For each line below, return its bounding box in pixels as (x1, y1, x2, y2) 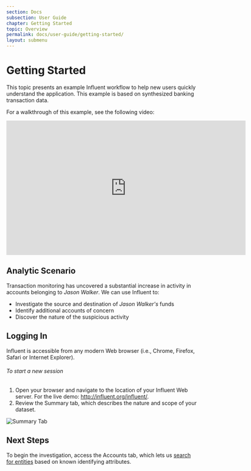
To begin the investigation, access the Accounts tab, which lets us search (6, 452, 191, 459)
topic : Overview (6, 26, 48, 32)
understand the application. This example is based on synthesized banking (6, 90, 194, 97)
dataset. (15, 406, 36, 413)
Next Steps (6, 435, 49, 445)
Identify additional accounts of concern (15, 306, 115, 314)
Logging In (6, 331, 48, 341)
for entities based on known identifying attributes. (6, 458, 132, 465)
